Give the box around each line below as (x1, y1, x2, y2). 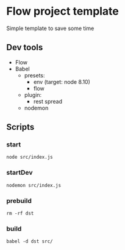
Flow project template (6, 4, 119, 18)
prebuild (6, 196, 32, 205)
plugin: (24, 91, 42, 99)
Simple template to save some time (6, 25, 95, 32)
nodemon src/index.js (6, 182, 62, 188)
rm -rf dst (6, 210, 34, 217)
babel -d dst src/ (6, 238, 53, 244)
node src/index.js (6, 154, 53, 161)
